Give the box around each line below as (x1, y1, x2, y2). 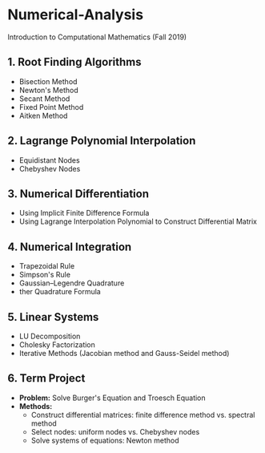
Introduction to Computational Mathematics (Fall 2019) (7, 32, 187, 42)
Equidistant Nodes (18, 155, 81, 165)
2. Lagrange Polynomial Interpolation (7, 134, 196, 148)
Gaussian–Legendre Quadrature (18, 278, 125, 288)
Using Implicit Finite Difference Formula (18, 208, 150, 218)
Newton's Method (18, 85, 78, 95)
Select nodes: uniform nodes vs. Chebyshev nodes (30, 427, 200, 436)
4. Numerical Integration (7, 240, 132, 253)
